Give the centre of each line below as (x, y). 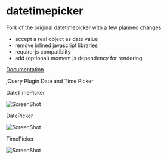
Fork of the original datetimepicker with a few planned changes (84, 27)
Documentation (25, 69)
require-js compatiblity (43, 51)
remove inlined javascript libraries (56, 45)
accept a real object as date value (56, 39)
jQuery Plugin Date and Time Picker (50, 81)
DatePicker (20, 116)
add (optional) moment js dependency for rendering (78, 58)
